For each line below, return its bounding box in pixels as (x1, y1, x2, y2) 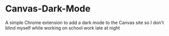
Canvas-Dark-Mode (5, 3, 91, 14)
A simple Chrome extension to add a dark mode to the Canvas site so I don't (5, 19, 164, 25)
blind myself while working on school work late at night (5, 24, 120, 30)
